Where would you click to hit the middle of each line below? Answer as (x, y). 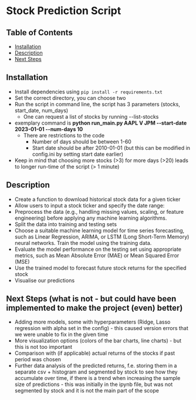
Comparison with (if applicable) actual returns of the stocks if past (94, 353)
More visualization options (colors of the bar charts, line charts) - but (98, 341)
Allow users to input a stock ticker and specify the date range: (89, 205)
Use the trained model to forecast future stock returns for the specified (100, 268)
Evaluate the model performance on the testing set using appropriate (98, 249)
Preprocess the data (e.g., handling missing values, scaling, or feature (99, 211)
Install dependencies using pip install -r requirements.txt (88, 92)
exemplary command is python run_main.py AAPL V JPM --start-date (100, 123)
